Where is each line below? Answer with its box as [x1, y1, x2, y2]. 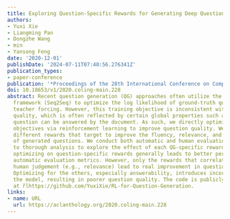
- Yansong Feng [7, 49, 51, 56]
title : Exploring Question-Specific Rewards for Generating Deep [7, 10, 197, 17]
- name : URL [7, 195, 41, 203]
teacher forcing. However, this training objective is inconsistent [13, 106, 213, 113]
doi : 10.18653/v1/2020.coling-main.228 [7, 87, 121, 93]
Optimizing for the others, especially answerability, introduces [13, 170, 207, 176]
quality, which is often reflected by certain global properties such [13, 112, 219, 119]
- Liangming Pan [7, 29, 53, 36]
